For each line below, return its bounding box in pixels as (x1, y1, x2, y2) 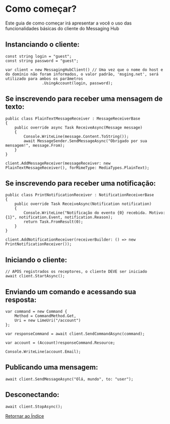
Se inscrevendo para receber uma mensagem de (5, 95, 163, 103)
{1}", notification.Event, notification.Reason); (5, 215, 113, 220)
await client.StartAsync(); (5, 274, 65, 279)
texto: (5, 103, 25, 111)
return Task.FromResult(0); (23, 219, 83, 225)
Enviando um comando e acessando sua (5, 287, 136, 296)
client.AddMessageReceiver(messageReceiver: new (5, 160, 111, 166)
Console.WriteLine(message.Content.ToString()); (23, 134, 129, 139)
